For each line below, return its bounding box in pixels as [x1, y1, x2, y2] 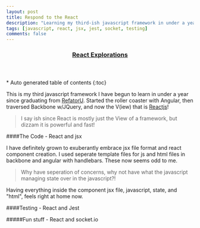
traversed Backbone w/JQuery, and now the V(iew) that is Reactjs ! [6, 103, 169, 110]
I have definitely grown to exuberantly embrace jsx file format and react [6, 144, 182, 152]
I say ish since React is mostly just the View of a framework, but [20, 115, 177, 122]
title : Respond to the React [6, 14, 79, 20]
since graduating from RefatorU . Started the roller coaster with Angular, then [6, 97, 193, 104]
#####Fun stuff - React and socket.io [6, 216, 98, 223]
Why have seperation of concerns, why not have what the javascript [20, 168, 188, 176]
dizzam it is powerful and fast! [20, 121, 95, 128]
